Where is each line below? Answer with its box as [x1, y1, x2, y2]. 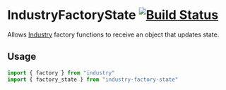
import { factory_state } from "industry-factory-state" [7, 76, 179, 83]
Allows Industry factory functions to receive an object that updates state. [7, 30, 220, 39]
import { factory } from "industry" [7, 69, 115, 77]
